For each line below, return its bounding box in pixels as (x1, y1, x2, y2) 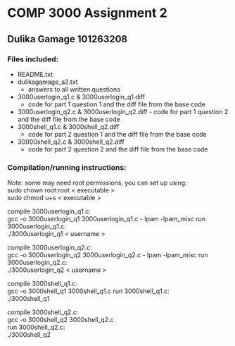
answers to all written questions (27, 85, 121, 93)
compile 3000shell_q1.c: (7, 280, 77, 288)
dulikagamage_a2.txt (17, 78, 79, 86)
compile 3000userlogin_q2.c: (7, 243, 93, 252)
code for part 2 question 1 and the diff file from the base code (27, 130, 208, 138)
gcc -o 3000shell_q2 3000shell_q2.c (7, 316, 114, 324)
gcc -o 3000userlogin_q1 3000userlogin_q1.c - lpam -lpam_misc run (7, 215, 206, 223)
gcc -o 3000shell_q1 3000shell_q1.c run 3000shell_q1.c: (7, 287, 170, 295)
